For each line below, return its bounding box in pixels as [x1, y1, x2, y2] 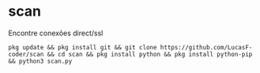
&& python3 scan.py [8, 57, 73, 65]
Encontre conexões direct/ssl [8, 28, 104, 38]
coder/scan [8, 50, 44, 58]
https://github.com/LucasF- [160, 43, 253, 51]
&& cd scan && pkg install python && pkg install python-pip [47, 50, 253, 58]
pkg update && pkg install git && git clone [8, 43, 157, 51]
